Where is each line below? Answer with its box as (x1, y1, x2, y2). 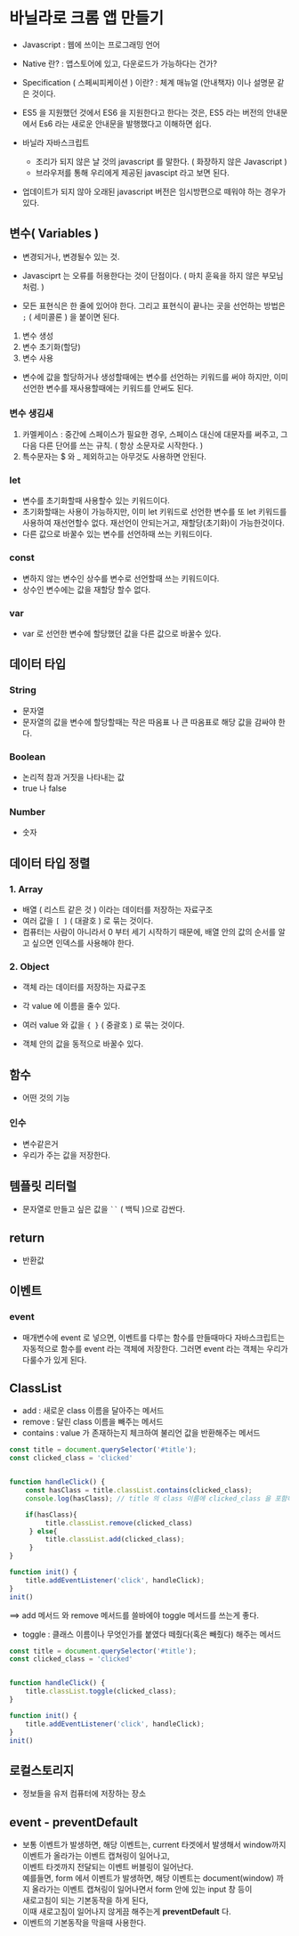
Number (9, 805, 46, 818)
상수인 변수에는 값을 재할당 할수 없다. (21, 584, 151, 595)
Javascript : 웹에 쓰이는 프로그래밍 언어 (21, 39, 160, 50)
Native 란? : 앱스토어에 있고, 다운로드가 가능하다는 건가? (21, 58, 218, 69)
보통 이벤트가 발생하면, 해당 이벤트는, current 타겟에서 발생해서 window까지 (21, 1840, 287, 1851)
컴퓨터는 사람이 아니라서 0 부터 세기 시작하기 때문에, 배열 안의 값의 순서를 (21, 926, 277, 937)
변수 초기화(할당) (21, 341, 82, 352)
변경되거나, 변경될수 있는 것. (21, 251, 120, 262)
